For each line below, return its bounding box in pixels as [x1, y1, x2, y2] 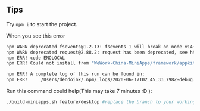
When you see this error [6, 32, 65, 39]
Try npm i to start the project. [6, 20, 78, 27]
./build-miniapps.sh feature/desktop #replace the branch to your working [6, 99, 196, 105]
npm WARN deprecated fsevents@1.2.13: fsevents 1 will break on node [6, 44, 183, 50]
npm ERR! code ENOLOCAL [6, 55, 65, 61]
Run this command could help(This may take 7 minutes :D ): [6, 88, 152, 95]
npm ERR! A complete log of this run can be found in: [6, 71, 145, 77]
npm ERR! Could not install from [6, 60, 89, 66]
